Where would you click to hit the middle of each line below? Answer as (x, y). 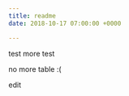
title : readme (32, 16)
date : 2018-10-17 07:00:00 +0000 (65, 23)
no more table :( (35, 69)
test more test (32, 53)
